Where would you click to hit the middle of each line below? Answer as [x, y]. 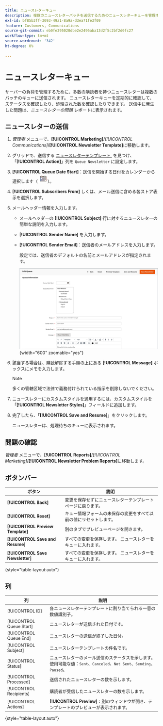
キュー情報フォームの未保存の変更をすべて [107, 513]
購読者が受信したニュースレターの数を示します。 [98, 692]
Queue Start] [20, 627]
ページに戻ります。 [84, 506]
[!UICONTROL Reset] [29, 516]
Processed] [19, 682]
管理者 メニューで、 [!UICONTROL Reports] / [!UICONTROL [63, 455]
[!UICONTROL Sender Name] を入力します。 [64, 235]
